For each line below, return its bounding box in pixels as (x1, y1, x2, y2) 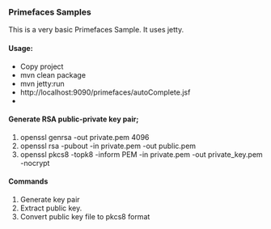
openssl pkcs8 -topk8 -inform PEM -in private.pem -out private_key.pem (19, 149, 263, 159)
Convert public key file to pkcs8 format (19, 211, 150, 221)
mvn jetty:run (19, 78, 65, 88)
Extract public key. (19, 203, 83, 213)
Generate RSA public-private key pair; (8, 114, 139, 124)
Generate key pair (19, 194, 80, 204)
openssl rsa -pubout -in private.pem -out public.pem (19, 141, 197, 151)
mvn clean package (19, 70, 87, 79)
